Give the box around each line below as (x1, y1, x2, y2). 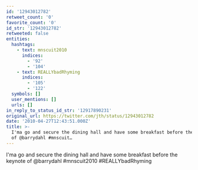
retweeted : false (6, 31, 49, 37)
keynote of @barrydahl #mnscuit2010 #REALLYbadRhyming (6, 157, 152, 164)
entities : (6, 36, 31, 42)
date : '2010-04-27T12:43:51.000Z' (6, 119, 91, 125)
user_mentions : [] (11, 96, 57, 102)
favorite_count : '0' (6, 19, 57, 25)
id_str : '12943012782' (6, 25, 62, 31)
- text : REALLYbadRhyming (16, 69, 81, 75)
